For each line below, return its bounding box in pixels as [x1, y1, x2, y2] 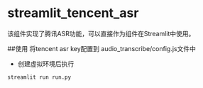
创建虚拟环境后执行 [17, 59, 75, 68]
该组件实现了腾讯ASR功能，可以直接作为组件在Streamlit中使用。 [7, 29, 195, 38]
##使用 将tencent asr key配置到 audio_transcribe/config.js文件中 [7, 44, 197, 53]
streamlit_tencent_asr [7, 5, 139, 21]
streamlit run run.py [7, 73, 72, 81]
